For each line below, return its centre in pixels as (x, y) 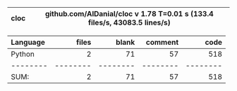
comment (162, 42)
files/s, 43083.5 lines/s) (129, 22)
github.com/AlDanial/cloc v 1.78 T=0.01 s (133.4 (129, 14)
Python (23, 54)
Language (28, 42)
